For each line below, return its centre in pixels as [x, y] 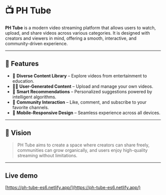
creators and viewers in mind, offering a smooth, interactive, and [71, 38]
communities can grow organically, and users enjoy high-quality [83, 150]
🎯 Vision [18, 133]
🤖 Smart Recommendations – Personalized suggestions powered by [82, 91]
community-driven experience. [37, 43]
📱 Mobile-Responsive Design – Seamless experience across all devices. [86, 113]
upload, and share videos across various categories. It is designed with [78, 33]
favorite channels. [31, 107]
